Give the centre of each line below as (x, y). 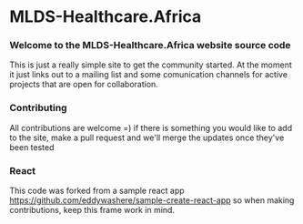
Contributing (38, 108)
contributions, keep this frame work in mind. (92, 210)
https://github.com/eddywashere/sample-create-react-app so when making (152, 200)
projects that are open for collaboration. (84, 85)
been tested (32, 147)
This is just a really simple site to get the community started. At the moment (151, 65)
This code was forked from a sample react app (97, 191)
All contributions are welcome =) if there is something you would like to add (151, 127)
